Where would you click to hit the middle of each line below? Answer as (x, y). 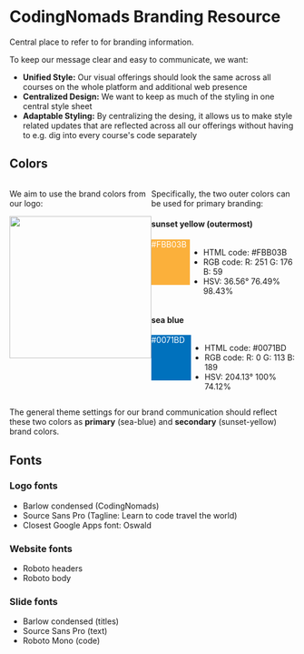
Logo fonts (34, 486)
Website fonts (41, 548)
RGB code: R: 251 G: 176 (248, 262)
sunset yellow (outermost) (202, 224)
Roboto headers (53, 568)
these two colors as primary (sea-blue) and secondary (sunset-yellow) (143, 422)
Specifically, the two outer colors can (221, 194)
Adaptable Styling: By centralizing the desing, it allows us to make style (157, 116)
